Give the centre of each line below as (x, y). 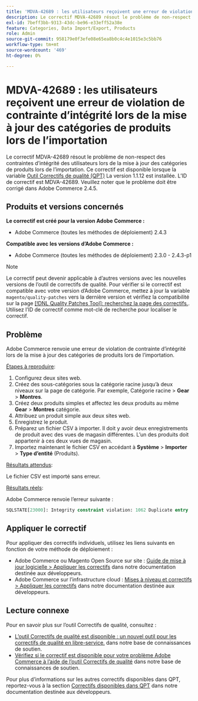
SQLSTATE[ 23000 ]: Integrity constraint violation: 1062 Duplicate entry (97, 510)
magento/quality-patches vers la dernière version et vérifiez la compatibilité (98, 297)
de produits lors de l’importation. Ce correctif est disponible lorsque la (91, 169)
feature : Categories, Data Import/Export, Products (71, 28)
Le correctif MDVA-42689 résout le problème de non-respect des (86, 157)
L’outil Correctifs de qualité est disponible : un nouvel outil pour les (95, 636)
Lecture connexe (38, 611)
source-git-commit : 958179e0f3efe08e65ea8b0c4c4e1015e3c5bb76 (84, 39)
